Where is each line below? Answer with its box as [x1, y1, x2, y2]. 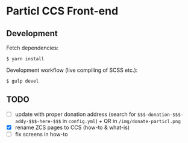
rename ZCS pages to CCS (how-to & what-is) [14, 124, 130, 131]
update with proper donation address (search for [14, 110, 137, 118]
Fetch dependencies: [6, 44, 59, 51]
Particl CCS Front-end [6, 4, 119, 18]
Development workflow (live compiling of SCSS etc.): [6, 66, 138, 74]
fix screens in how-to [14, 130, 68, 138]
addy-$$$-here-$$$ [14, 118, 61, 124]
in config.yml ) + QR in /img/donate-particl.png [62, 117, 181, 124]
